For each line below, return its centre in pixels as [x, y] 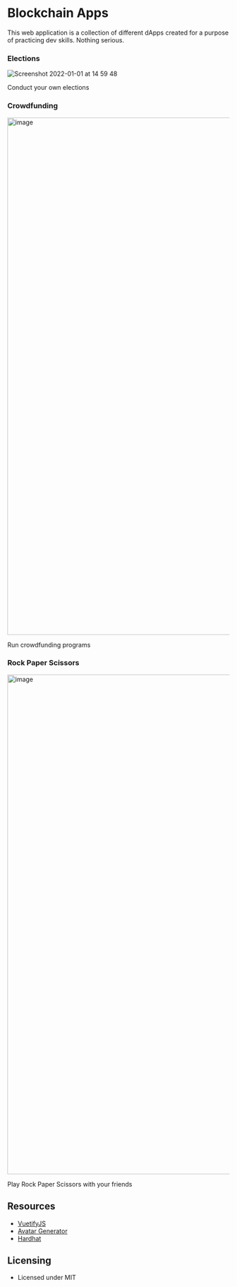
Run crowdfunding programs [49, 645]
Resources [31, 1206]
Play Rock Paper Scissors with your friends [70, 1184]
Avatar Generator [43, 1230]
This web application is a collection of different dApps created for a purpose [118, 33]
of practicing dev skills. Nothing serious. [66, 40]
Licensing [29, 1260]
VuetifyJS [32, 1223]
